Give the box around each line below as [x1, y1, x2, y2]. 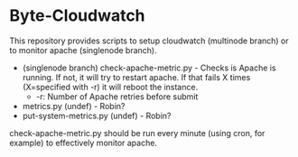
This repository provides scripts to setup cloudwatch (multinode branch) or [9, 35, 289, 46]
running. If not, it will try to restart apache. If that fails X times [22, 71, 251, 82]
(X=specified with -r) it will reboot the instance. [22, 81, 199, 92]
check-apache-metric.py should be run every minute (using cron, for [9, 127, 265, 138]
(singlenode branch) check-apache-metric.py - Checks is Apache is [22, 62, 277, 73]
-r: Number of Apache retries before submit [35, 91, 199, 102]
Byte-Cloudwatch [9, 5, 146, 26]
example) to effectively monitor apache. [9, 137, 158, 148]
